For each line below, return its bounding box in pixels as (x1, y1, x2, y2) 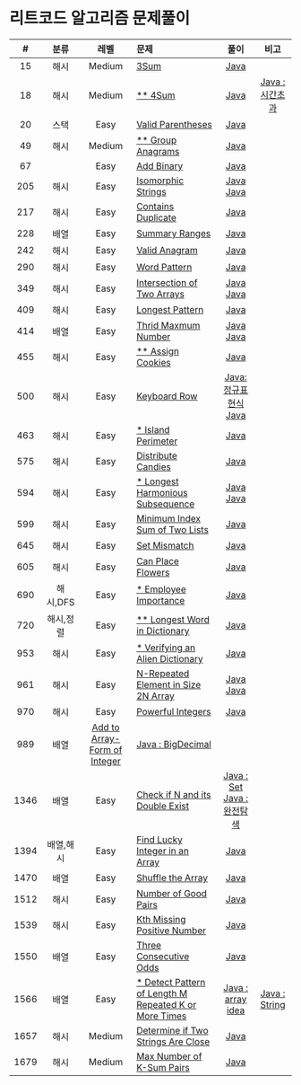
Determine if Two (135, 1024, 209, 1036)
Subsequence (135, 498, 195, 510)
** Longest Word (135, 613, 211, 625)
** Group (135, 134, 177, 146)
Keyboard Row (135, 390, 198, 402)
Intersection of (135, 276, 198, 288)
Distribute (135, 449, 177, 462)
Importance (135, 594, 185, 606)
